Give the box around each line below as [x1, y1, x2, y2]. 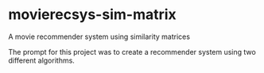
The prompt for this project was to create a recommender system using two [8, 47, 256, 56]
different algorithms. [8, 56, 76, 65]
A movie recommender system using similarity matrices [8, 32, 191, 41]
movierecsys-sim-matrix [8, 6, 177, 24]
